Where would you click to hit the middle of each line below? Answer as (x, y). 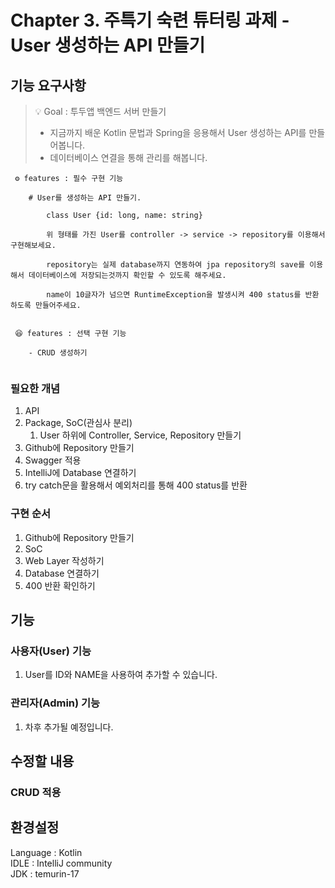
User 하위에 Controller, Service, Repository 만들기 (140, 435)
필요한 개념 (35, 388)
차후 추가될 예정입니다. (69, 727)
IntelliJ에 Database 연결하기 (80, 473)
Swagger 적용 (53, 460)
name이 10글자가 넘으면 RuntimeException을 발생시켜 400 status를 (174, 295)
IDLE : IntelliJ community (61, 863)
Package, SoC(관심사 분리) (78, 423)
